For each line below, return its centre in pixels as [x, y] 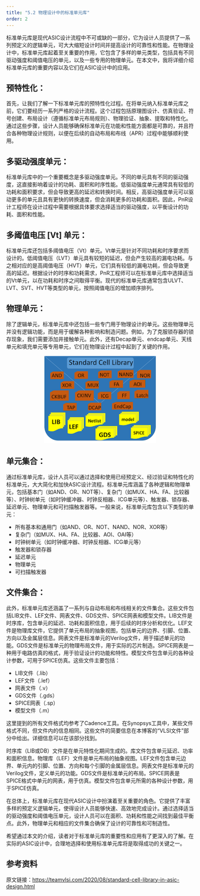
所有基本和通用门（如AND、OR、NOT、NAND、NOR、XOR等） [93, 527]
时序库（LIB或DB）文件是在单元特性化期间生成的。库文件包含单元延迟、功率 [100, 751]
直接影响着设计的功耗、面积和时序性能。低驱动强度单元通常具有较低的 [108, 185]
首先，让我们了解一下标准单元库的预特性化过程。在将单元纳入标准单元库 [95, 103]
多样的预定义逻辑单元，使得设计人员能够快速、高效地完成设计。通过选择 [95, 808]
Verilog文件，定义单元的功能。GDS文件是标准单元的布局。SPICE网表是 [93, 773]
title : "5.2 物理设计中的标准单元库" [48, 13]
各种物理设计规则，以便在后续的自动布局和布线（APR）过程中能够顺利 [97, 133]
